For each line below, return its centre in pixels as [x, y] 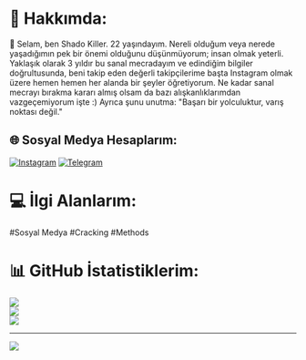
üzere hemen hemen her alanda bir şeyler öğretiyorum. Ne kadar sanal [142, 82]
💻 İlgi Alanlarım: [73, 201]
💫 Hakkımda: [58, 19]
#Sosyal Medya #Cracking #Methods [79, 232]
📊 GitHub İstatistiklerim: [104, 270]
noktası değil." [36, 111]
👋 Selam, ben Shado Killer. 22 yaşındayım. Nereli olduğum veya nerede [143, 44]
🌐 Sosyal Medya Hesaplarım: [93, 140]
